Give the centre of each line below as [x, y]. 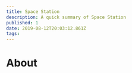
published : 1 [22, 23]
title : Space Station [33, 12]
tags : [13, 34]
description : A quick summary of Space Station [66, 17]
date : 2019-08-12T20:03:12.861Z [46, 28]
